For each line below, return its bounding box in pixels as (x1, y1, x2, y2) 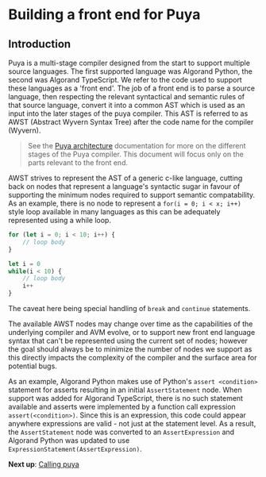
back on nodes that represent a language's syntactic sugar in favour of (8, 182, 241, 191)
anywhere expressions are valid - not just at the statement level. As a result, (8, 419, 256, 428)
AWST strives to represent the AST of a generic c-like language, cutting (8, 173, 243, 183)
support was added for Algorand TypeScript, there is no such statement (8, 394, 244, 402)
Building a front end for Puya (8, 6, 201, 24)
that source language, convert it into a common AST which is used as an (8, 101, 245, 110)
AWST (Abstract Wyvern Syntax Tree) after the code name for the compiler (8, 117, 254, 126)
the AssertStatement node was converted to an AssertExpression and (8, 427, 235, 437)
